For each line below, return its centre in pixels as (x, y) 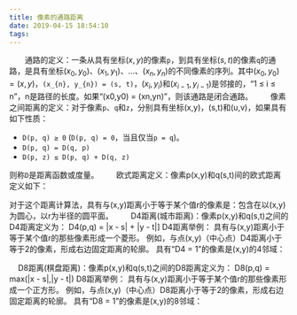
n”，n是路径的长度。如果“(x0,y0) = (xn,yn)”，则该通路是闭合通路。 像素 (148, 96)
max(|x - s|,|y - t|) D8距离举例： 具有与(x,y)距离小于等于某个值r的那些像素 (144, 279)
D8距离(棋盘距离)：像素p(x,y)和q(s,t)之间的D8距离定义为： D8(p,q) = (144, 267)
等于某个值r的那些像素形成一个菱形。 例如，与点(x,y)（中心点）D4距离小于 (146, 238)
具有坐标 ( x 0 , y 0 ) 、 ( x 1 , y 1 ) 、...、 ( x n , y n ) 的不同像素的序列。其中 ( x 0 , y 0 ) (156, 72)
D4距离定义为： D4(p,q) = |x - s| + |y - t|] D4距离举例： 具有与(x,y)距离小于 (147, 227)
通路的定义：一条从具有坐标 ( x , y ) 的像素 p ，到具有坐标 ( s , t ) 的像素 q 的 (147, 60)
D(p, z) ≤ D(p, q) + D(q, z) (76, 157)
